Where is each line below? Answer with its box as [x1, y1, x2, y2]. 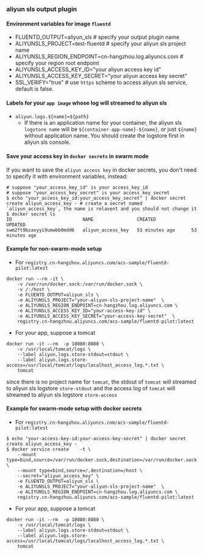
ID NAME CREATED [6, 216, 156, 222]
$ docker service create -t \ [6, 446, 91, 452]
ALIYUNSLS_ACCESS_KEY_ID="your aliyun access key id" [15, 66, 162, 73]
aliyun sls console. [24, 139, 71, 146]
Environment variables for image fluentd [6, 20, 111, 27]
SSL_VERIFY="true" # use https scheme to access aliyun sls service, [15, 79, 188, 86]
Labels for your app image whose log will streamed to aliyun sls [6, 99, 167, 107]
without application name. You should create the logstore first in [24, 132, 185, 139]
